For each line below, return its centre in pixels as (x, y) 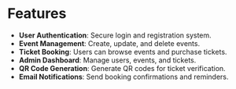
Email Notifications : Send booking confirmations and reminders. (124, 77)
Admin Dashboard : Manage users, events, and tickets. (107, 60)
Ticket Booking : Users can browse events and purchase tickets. (123, 52)
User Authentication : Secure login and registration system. (115, 35)
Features (37, 14)
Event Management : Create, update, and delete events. (109, 43)
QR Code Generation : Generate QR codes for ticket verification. (122, 68)
